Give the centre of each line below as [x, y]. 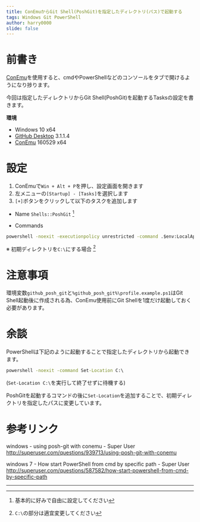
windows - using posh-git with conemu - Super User [71, 446]
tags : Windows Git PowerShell [44, 17]
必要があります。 [27, 308]
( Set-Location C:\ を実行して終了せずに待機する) [66, 383]
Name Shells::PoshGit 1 [44, 214]
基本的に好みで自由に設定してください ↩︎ [65, 500]
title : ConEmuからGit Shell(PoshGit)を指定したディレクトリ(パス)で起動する [94, 12]
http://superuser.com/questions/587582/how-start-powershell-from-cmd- [97, 470]
